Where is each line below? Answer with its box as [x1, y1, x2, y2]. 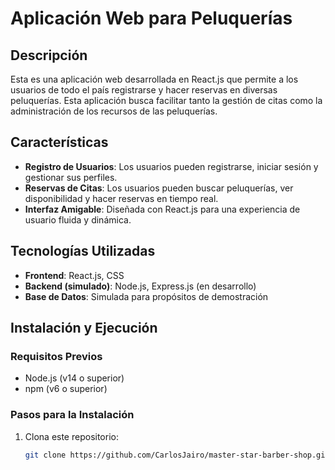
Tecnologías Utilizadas [10, 243, 156, 260]
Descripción [10, 47, 88, 64]
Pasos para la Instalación [10, 408, 135, 422]
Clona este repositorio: [24, 430, 119, 442]
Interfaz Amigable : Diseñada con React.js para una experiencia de [24, 203, 301, 215]
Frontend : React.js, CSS [24, 269, 125, 281]
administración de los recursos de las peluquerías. [10, 105, 218, 117]
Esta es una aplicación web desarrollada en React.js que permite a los [10, 73, 299, 85]
